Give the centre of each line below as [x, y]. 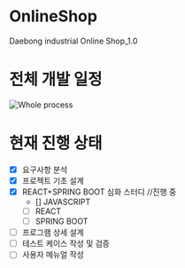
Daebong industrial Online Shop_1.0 [73, 41]
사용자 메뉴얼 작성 [53, 255]
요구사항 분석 [45, 169]
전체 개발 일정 [56, 79]
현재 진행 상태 [56, 143]
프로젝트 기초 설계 [53, 180]
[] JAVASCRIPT [63, 202]
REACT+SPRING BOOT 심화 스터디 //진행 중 [99, 192]
